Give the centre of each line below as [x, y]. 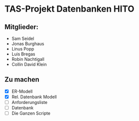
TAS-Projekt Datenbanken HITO [69, 9]
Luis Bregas [23, 54]
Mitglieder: [22, 27]
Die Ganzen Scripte [31, 113]
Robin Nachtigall [28, 59]
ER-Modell [22, 91]
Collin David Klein [29, 64]
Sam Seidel [23, 38]
